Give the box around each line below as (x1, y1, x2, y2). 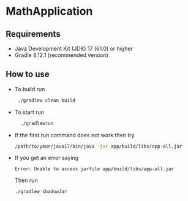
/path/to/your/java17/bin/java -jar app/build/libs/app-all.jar (14, 143, 182, 150)
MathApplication (6, 4, 93, 18)
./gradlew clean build (17, 97, 76, 104)
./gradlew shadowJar (14, 189, 67, 195)
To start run (14, 108, 44, 116)
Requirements (6, 29, 61, 39)
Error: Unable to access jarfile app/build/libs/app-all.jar (14, 166, 175, 172)
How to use (6, 69, 50, 80)
